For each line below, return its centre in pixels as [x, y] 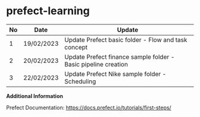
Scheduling [80, 81]
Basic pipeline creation [96, 64]
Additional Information [35, 96]
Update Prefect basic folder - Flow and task [126, 40]
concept [76, 47]
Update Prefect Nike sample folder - [115, 74]
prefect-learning [48, 11]
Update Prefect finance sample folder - [120, 56]
